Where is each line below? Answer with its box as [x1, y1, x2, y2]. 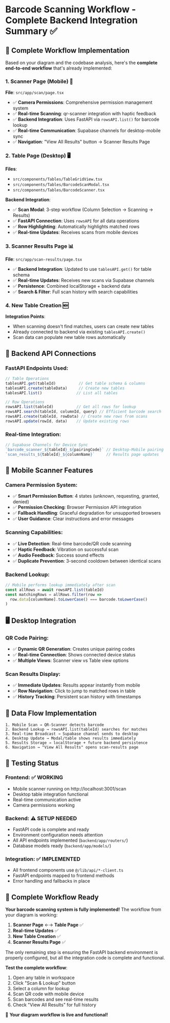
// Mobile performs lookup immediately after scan [5, 582, 116, 587]
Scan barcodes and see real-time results [12, 996, 99, 1003]
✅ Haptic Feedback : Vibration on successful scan [12, 546, 119, 552]
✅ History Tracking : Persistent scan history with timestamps [12, 694, 141, 700]
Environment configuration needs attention [12, 832, 103, 838]
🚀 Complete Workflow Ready [5, 892, 99, 902]
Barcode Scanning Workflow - [5, 4, 136, 15]
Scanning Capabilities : [5, 529, 63, 536]
